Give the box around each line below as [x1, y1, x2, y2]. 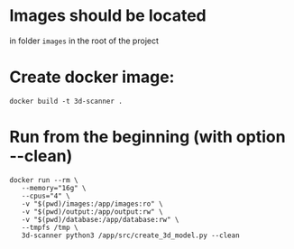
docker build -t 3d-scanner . [9, 97, 124, 106]
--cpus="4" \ [21, 191, 70, 200]
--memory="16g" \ [21, 183, 87, 192]
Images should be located [9, 5, 207, 26]
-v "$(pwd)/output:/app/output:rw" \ [21, 207, 164, 217]
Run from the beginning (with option [9, 127, 286, 147]
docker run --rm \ [9, 175, 78, 185]
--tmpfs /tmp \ [21, 223, 78, 232]
